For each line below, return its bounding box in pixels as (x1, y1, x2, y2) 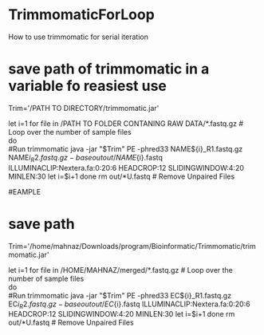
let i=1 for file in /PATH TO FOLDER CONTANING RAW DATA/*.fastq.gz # (8, 118, 244, 128)
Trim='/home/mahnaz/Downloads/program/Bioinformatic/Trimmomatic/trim (8, 241, 257, 250)
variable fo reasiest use (8, 77, 167, 95)
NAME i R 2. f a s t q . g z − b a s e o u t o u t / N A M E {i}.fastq (8, 152, 164, 164)
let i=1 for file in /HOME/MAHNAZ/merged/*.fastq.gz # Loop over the (8, 265, 234, 274)
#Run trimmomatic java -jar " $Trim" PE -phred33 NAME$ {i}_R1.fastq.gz (8, 144, 243, 153)
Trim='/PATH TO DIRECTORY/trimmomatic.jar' (8, 103, 160, 112)
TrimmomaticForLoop (8, 6, 156, 24)
